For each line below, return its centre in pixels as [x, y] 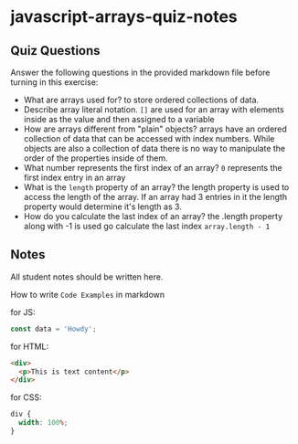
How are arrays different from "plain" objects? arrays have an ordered [155, 129]
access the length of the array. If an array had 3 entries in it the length [155, 197]
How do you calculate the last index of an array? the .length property [153, 216]
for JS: [23, 312]
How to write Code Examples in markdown [88, 294]
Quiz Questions [55, 51]
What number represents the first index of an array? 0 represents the [153, 168]
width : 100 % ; [43, 423]
